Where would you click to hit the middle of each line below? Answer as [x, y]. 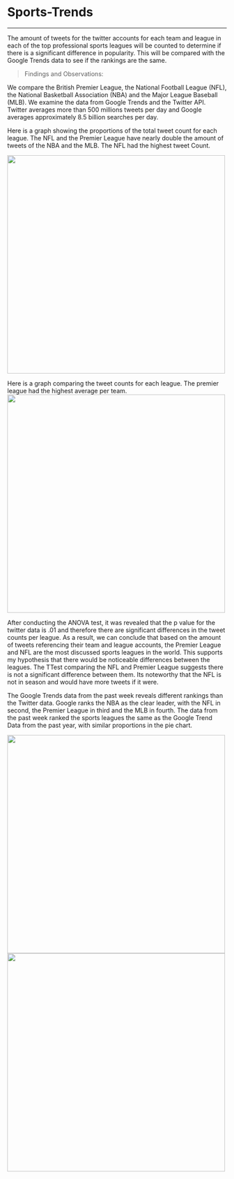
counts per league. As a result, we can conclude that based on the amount [114, 637]
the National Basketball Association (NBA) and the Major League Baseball [112, 94]
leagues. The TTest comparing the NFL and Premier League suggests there [116, 667]
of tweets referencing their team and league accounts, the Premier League [114, 645]
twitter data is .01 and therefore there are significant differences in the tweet [116, 630]
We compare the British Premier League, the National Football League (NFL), [117, 87]
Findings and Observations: [64, 73]
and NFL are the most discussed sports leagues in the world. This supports [115, 652]
